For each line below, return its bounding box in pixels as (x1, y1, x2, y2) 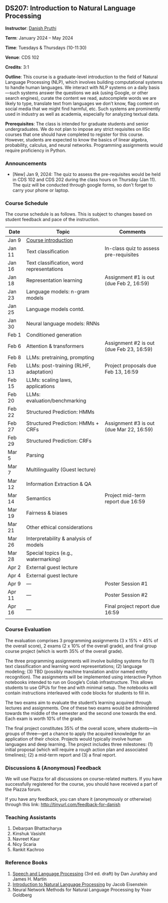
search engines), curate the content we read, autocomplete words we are (5, 95, 156, 101)
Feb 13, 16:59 (104, 369, 138, 376)
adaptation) (26, 369, 53, 376)
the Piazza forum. (5, 787, 41, 792)
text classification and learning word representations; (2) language (5, 663, 142, 669)
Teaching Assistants (5, 814, 56, 821)
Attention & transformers (26, 343, 84, 350)
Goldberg (12, 892, 32, 898)
